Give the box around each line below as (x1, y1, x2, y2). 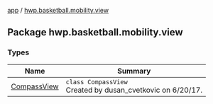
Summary (116, 66, 151, 76)
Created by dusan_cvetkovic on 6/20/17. (65, 85, 203, 95)
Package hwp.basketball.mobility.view (7, 26, 183, 38)
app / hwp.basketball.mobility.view (7, 6, 109, 14)
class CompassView (65, 78, 128, 86)
